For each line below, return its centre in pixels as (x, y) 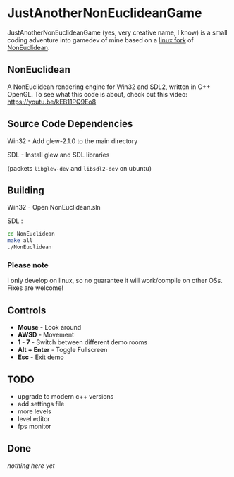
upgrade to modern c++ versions (66, 396)
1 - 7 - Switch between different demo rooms (82, 342)
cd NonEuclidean (31, 234)
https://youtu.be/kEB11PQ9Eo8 (52, 102)
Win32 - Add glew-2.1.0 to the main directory (73, 141)
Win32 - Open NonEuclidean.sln (54, 207)
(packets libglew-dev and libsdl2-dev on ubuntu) (79, 168)
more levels (34, 411)
